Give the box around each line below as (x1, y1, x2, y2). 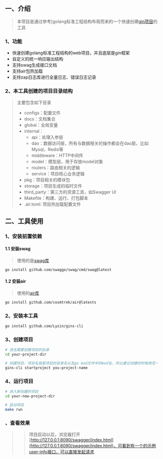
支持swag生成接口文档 (12, 62, 57, 68)
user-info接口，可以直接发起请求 (29, 449, 95, 455)
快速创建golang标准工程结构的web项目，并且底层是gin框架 (12, 50, 130, 56)
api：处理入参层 (31, 134, 64, 140)
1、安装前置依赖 (5, 233, 42, 240)
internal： (24, 128, 44, 134)
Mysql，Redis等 (31, 147, 64, 153)
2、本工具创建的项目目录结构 (5, 88, 73, 95)
